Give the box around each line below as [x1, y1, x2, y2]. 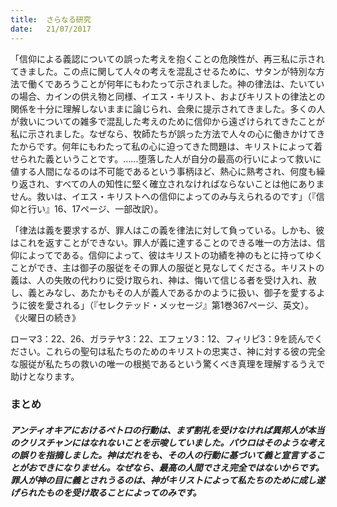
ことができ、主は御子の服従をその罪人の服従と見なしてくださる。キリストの [10, 261, 325, 273]
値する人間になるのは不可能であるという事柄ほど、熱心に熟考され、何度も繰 [10, 165, 326, 177]
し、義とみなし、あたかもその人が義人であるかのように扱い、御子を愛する [10, 286, 317, 298]
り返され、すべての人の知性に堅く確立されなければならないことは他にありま [10, 177, 325, 190]
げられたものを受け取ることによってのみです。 [10, 487, 202, 499]
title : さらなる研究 [10, 14, 92, 25]
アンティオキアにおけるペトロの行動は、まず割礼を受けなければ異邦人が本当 [10, 424, 325, 436]
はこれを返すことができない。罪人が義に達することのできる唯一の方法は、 [10, 236, 317, 248]
